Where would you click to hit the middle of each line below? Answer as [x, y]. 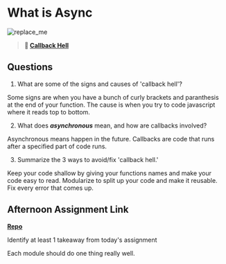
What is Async [50, 13]
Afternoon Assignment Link [68, 210]
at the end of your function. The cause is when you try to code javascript [111, 105]
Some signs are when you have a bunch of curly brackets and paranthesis [113, 97]
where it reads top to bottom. [49, 112]
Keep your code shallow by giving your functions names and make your [110, 173]
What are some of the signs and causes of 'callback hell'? [99, 84]
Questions [30, 67]
